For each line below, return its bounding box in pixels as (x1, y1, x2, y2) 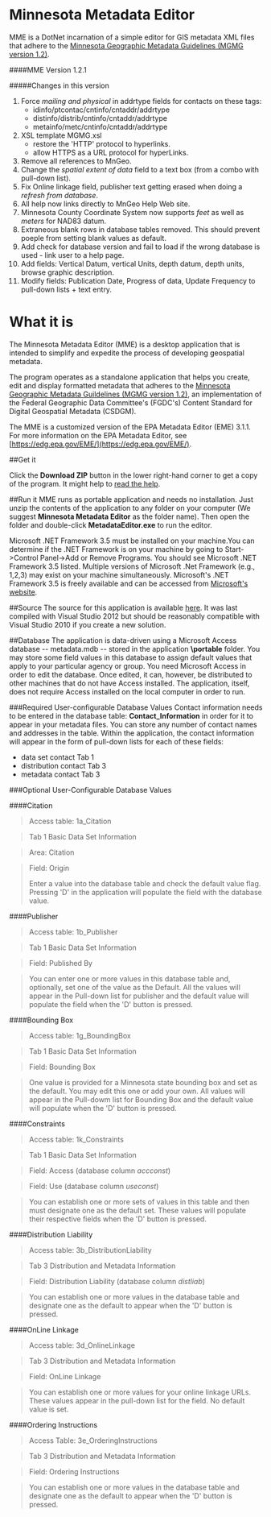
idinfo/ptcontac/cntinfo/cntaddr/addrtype (32, 105, 170, 114)
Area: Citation (28, 848, 75, 857)
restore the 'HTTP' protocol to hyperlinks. (32, 139, 171, 148)
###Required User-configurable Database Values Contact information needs (9, 703, 263, 712)
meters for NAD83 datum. (20, 216, 107, 226)
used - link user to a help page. (20, 250, 125, 259)
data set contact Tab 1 (20, 752, 95, 762)
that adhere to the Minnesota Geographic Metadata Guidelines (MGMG (9, 40, 244, 50)
